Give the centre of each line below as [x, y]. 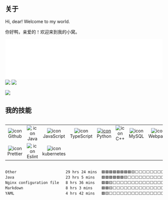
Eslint [32, 156]
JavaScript [54, 136]
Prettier [15, 154]
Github [15, 136]
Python [104, 136]
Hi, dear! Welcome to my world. [37, 21]
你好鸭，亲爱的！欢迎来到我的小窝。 [42, 32]
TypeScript [81, 136]
